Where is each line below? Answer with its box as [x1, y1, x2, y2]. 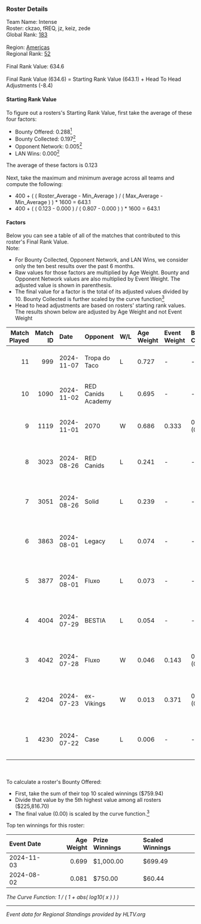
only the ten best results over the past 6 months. [14, 263, 135, 270]
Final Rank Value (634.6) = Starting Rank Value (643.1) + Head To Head [6, 75, 181, 83]
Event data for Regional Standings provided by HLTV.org [6, 910, 146, 917]
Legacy [84, 537, 106, 545]
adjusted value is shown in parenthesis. [14, 282, 112, 289]
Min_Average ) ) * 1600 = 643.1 [14, 199, 91, 206]
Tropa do [84, 354, 111, 362]
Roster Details [6, 5, 48, 13]
